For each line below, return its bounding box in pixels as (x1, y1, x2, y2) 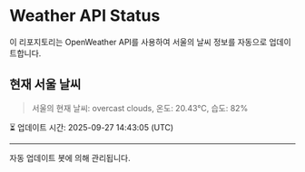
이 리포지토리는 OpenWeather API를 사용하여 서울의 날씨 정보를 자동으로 (9, 36, 268, 47)
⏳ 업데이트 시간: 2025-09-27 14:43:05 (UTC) (9, 121, 174, 132)
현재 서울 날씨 (9, 77, 82, 92)
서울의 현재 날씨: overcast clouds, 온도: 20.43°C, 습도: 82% (31, 102, 249, 113)
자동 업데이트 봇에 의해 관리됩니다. (9, 152, 131, 163)
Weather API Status (9, 5, 161, 26)
